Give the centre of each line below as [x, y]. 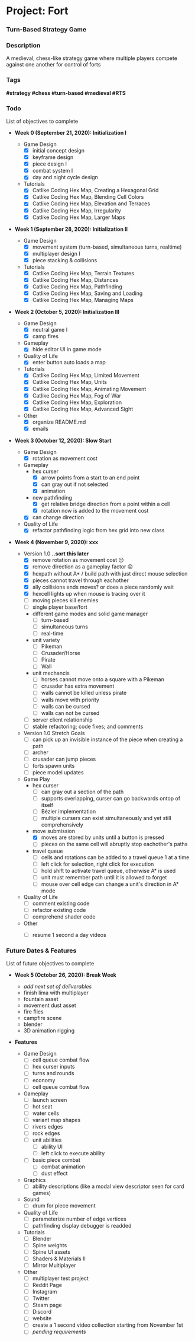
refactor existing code [59, 910]
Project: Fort [38, 11]
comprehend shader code [64, 916]
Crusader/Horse [61, 653]
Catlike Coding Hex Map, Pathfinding [77, 287]
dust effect [54, 1174]
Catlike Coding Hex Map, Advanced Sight [83, 409]
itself [47, 805]
